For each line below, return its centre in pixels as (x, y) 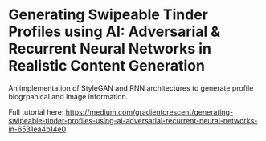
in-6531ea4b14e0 (37, 129)
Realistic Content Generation (106, 66)
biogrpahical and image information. (68, 96)
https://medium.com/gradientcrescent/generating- (149, 112)
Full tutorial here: (36, 112)
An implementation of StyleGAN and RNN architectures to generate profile (131, 88)
